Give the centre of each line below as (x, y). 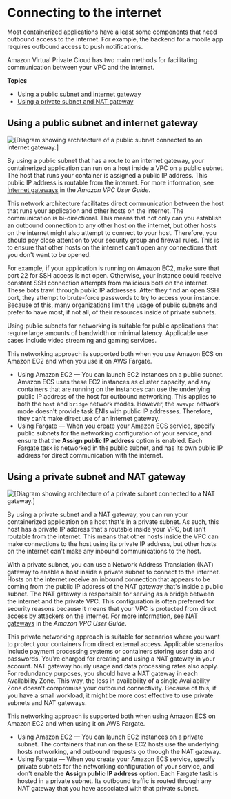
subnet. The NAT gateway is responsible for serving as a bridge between (111, 594)
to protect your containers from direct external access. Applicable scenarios (115, 643)
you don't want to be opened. (49, 254)
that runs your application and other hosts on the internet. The (96, 210)
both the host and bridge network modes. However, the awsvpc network (118, 404)
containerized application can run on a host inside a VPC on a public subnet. (115, 168)
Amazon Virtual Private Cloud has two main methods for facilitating (102, 59)
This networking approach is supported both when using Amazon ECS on (111, 716)
